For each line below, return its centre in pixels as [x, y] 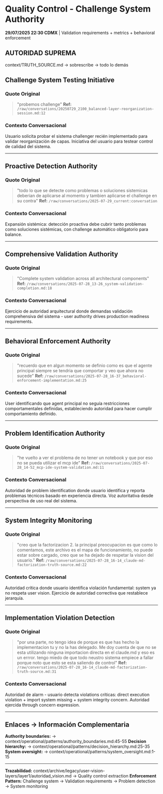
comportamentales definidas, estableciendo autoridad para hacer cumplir [79, 408]
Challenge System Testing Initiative [60, 80]
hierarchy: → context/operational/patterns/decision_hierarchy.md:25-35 [78, 746]
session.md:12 [31, 113]
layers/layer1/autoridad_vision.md [38, 776]
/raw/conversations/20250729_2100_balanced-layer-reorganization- [85, 109]
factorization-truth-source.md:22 [52, 565]
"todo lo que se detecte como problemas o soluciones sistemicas [82, 191]
